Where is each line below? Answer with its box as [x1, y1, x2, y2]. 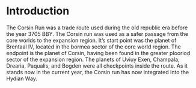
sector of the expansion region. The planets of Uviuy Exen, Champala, [6, 56, 180, 63]
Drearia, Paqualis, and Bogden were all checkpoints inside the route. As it [6, 62, 188, 69]
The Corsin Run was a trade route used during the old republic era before [6, 24, 188, 31]
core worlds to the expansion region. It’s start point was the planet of [6, 37, 177, 44]
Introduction [6, 4, 70, 18]
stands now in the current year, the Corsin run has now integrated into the [6, 68, 189, 75]
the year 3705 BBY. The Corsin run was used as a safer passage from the [6, 30, 188, 37]
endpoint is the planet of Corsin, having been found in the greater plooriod [6, 49, 191, 56]
